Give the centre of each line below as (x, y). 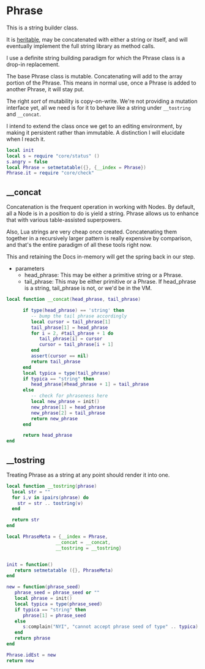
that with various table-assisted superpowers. (64, 220)
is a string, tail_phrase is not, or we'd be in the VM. (88, 288)
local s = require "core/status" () (53, 156)
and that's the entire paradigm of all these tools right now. (79, 245)
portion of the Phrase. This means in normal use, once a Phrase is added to (102, 83)
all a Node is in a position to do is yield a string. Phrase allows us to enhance (102, 214)
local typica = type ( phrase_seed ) (58, 604)
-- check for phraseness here (69, 396)
